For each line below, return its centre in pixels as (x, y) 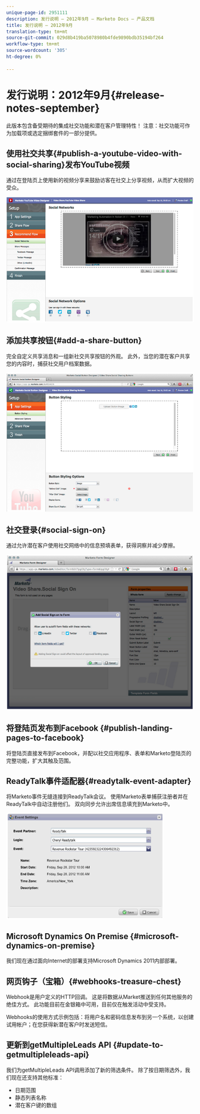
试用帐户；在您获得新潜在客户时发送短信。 (58, 1024)
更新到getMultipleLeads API (59, 1045)
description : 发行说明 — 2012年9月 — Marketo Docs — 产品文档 (80, 19)
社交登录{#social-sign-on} (56, 530)
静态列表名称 (30, 1097)
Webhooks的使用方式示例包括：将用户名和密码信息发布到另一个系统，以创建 (100, 1017)
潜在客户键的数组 (36, 1105)
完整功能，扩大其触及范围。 (40, 761)
